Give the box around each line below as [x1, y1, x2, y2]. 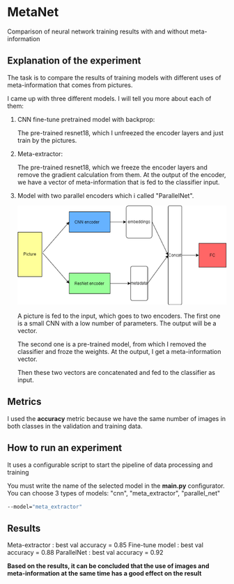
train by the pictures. [17, 136, 77, 144]
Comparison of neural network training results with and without [7, 27, 189, 36]
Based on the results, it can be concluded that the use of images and [7, 562, 210, 570]
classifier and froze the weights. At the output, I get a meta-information [17, 348, 221, 356]
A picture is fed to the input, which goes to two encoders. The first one [17, 312, 221, 321]
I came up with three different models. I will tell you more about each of [7, 94, 212, 102]
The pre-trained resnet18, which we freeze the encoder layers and [17, 163, 208, 171]
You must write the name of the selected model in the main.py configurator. [7, 482, 225, 490]
